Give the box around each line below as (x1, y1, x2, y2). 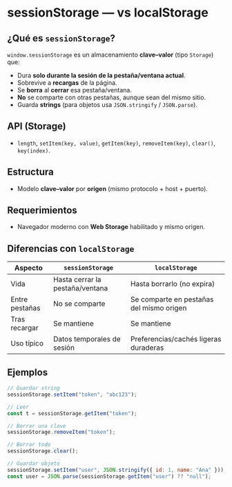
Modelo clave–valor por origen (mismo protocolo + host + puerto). (17, 184, 209, 192)
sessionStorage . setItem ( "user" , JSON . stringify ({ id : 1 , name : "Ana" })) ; (7, 466, 227, 473)
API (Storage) (7, 121, 67, 132)
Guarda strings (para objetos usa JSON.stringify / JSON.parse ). (17, 101, 198, 108)
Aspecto (14, 264, 43, 273)
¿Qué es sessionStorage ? (7, 32, 116, 44)
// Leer (7, 404, 30, 410)
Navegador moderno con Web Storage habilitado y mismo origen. (17, 223, 206, 231)
